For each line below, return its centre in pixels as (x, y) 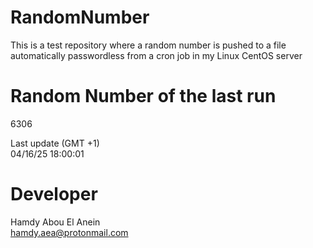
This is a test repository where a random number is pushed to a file (148, 45)
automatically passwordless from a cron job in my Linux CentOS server (156, 55)
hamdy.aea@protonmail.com (69, 232)
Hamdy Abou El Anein (55, 222)
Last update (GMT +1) (55, 143)
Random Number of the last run (143, 96)
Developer (54, 194)
